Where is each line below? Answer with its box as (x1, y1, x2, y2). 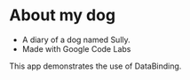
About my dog (9, 5, 116, 25)
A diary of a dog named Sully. (21, 34, 131, 45)
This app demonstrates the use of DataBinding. (9, 61, 182, 71)
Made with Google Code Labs (21, 43, 131, 54)
